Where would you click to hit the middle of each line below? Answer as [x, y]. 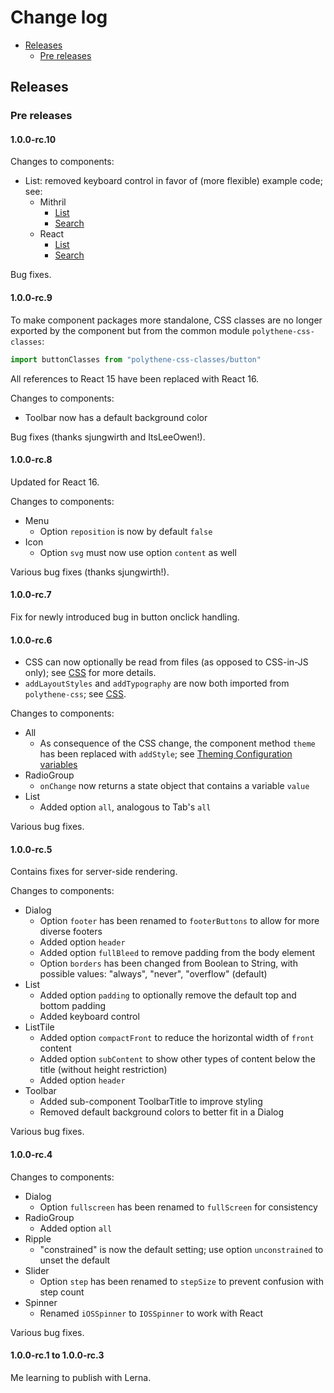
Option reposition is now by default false [126, 531]
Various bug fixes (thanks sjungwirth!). [90, 572]
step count [62, 1292]
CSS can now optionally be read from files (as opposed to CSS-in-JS [166, 662]
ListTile [39, 1027]
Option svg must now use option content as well [138, 552]
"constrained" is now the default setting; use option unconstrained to [181, 1249]
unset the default [75, 1260]
